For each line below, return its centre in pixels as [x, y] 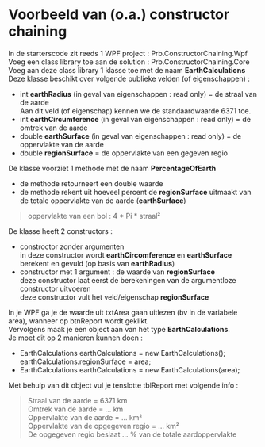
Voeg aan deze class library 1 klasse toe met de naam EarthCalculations [127, 70]
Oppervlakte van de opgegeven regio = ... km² [104, 426]
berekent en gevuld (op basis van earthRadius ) [97, 263]
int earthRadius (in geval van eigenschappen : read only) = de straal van [138, 94]
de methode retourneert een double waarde [92, 183]
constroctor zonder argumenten [72, 246]
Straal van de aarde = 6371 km [77, 400]
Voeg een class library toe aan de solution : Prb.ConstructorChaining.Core [129, 62]
